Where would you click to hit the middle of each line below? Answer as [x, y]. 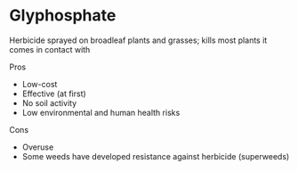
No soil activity [49, 102]
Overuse [38, 147]
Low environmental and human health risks [101, 112]
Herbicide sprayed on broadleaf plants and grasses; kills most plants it [138, 40]
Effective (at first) [54, 94]
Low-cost [40, 84]
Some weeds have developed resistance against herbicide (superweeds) [156, 156]
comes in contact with [50, 49]
